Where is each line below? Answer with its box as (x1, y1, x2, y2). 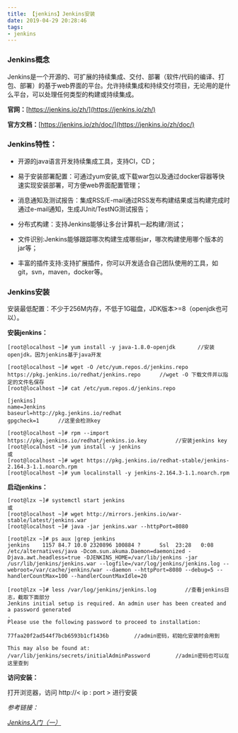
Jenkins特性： (7, 140, 57, 149)
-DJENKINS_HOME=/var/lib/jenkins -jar (83, 554, 198, 562)
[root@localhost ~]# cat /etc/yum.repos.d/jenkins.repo (7, 385, 176, 392)
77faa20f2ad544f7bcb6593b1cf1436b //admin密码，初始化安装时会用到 (7, 632, 220, 640)
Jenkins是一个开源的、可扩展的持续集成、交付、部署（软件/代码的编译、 (7, 72, 219, 81)
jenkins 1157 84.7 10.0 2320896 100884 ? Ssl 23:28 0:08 (7, 542, 214, 549)
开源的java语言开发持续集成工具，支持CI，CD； (17, 157, 157, 165)
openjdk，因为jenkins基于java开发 (7, 351, 102, 358)
